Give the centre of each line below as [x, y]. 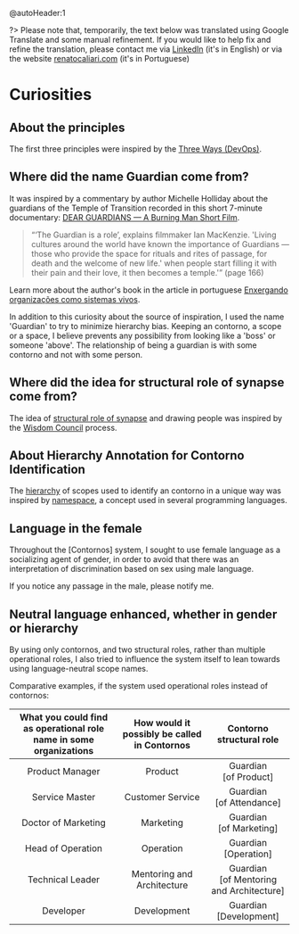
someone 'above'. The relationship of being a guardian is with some [133, 345]
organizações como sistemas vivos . [75, 299]
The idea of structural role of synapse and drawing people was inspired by [146, 417]
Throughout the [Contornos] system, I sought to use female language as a [145, 550]
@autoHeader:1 [37, 13]
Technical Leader [64, 880]
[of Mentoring [248, 880]
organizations [64, 751]
